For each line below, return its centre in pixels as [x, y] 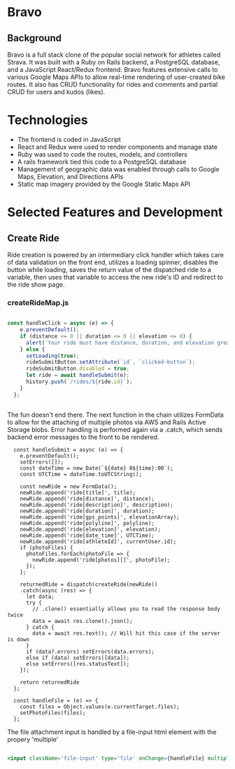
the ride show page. [36, 285]
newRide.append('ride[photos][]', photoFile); [101, 560]
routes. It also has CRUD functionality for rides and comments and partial [113, 84]
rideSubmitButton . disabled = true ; [78, 369]
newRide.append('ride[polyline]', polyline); [87, 523]
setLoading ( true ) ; [52, 356]
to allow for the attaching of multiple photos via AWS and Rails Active [107, 422]
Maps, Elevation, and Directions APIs [70, 176]
